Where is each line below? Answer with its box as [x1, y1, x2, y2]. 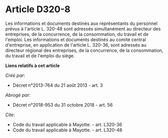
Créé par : [5, 72, 25, 78]
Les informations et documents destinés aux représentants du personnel [5, 20, 158, 26]
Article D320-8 [5, 4, 71, 15]
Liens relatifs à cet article [5, 62, 60, 68]
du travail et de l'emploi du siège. [5, 52, 75, 59]
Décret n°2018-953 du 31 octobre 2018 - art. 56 [12, 101, 113, 108]
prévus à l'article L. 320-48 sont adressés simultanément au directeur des [5, 25, 161, 31]
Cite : [5, 112, 15, 118]
